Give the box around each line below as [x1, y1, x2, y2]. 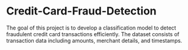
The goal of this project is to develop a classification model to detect [6, 24, 177, 31]
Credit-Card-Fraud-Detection [6, 4, 157, 18]
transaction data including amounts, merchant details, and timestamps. [6, 37, 183, 44]
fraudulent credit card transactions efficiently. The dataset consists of [6, 30, 180, 37]
